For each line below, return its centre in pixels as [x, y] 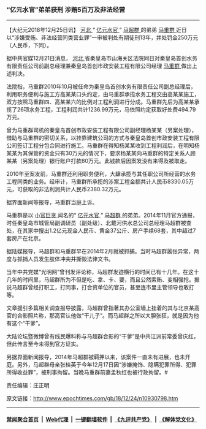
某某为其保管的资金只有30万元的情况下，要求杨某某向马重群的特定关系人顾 [101, 153]
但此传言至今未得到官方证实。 [44, 344]
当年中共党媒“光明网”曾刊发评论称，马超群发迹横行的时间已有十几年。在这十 [103, 272]
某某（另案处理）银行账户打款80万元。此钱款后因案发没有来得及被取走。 [98, 161]
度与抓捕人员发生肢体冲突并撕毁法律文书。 [60, 259]
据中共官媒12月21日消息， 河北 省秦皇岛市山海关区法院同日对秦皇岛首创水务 [102, 58]
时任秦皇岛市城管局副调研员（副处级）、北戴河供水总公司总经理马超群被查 [99, 223]
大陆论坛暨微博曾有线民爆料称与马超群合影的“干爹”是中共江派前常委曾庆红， [103, 336]
